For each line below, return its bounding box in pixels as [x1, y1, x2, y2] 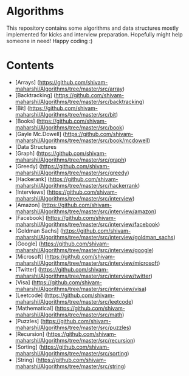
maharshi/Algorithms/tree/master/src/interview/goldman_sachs [15, 233, 174, 241]
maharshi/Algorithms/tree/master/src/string [15, 363, 125, 370]
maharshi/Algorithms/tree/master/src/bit [15, 111, 117, 118]
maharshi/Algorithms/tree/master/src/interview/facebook [15, 220, 159, 228]
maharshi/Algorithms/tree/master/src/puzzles [15, 324, 129, 331]
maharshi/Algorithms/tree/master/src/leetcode [15, 298, 132, 305]
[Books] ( [15, 117, 39, 125]
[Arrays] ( [15, 78, 40, 86]
